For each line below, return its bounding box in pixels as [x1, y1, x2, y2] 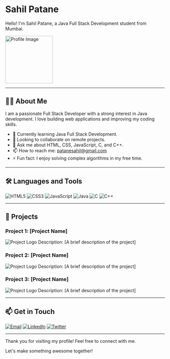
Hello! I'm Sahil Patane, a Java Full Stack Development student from [5, 20, 147, 26]
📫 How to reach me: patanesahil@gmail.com [12, 147, 107, 153]
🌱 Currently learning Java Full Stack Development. [12, 131, 118, 137]
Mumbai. [5, 25, 24, 31]
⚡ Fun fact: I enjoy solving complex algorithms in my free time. [12, 155, 143, 161]
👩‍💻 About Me [5, 97, 48, 106]
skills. [5, 121, 17, 127]
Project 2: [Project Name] [5, 252, 69, 259]
